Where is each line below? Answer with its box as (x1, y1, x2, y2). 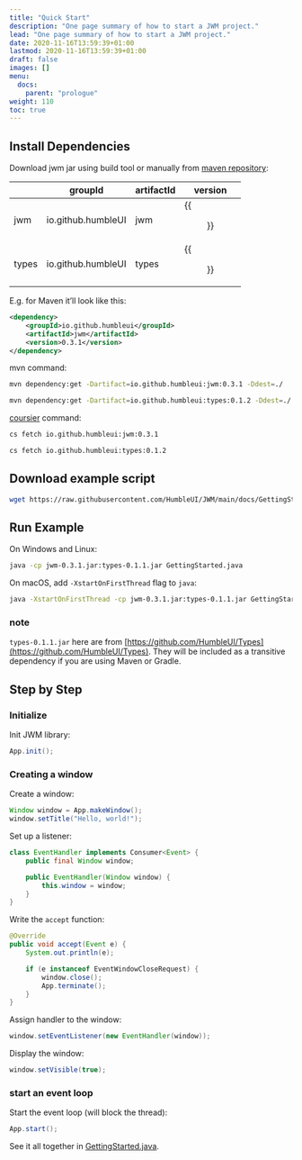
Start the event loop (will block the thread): (9, 1107, 168, 1118)
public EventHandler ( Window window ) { (25, 873, 171, 882)
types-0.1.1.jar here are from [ (9, 637, 128, 648)
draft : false (9, 55, 58, 64)
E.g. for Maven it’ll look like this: (9, 295, 127, 306)
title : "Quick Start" (9, 13, 91, 23)
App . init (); (9, 747, 54, 757)
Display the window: (9, 1048, 84, 1059)
